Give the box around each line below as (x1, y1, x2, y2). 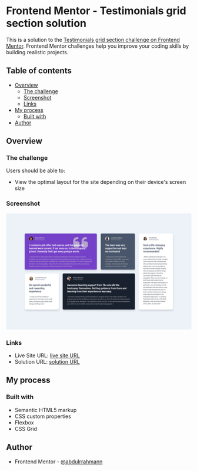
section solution (6, 17, 87, 30)
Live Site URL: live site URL (14, 352, 81, 359)
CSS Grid (14, 425, 37, 432)
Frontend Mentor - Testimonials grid (6, 4, 186, 18)
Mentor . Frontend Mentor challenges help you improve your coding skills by (6, 42, 189, 50)
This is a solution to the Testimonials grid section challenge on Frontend (6, 36, 181, 43)
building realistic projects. (6, 48, 69, 55)
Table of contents (6, 66, 72, 76)
